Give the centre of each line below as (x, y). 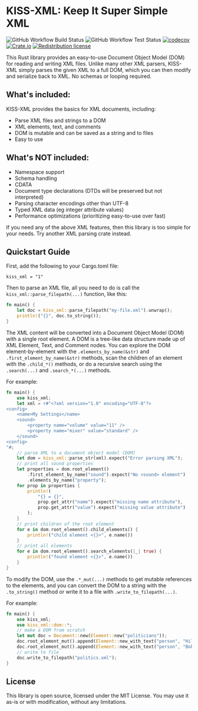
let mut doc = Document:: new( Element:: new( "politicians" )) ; (92, 636)
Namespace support (39, 172)
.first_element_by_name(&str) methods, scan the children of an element (94, 357)
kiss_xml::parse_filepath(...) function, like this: (67, 294)
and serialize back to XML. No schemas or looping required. (79, 76)
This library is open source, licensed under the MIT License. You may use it (97, 696)
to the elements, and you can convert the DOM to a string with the (86, 585)
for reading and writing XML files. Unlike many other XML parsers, (86, 64)
